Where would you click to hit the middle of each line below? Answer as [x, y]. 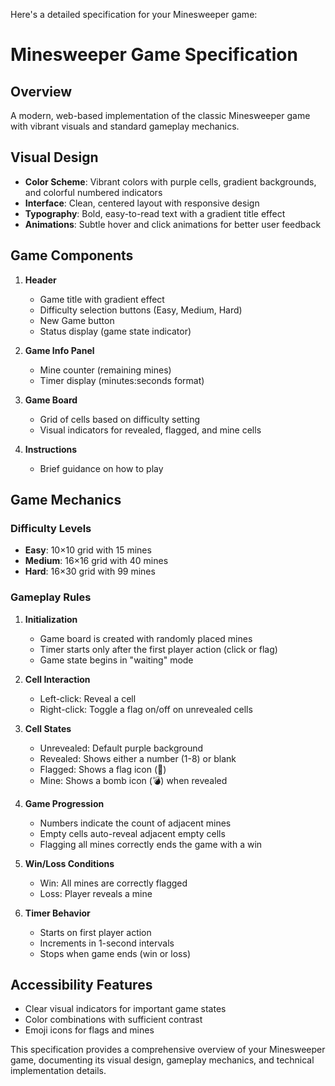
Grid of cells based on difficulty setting [120, 419]
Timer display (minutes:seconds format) [122, 380]
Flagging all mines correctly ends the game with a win [151, 844]
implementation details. [58, 1071]
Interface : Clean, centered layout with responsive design [142, 203]
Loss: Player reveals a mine [96, 893]
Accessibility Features [81, 985]
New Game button [77, 320]
